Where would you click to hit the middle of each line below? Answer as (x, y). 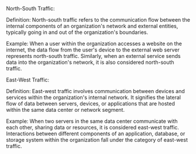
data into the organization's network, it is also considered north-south (90, 62)
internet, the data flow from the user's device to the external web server (93, 50)
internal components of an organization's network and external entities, (92, 26)
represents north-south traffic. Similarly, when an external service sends (93, 56)
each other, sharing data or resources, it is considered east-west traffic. (93, 127)
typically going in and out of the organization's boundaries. (77, 32)
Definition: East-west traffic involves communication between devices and (96, 91)
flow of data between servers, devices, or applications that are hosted (91, 104)
